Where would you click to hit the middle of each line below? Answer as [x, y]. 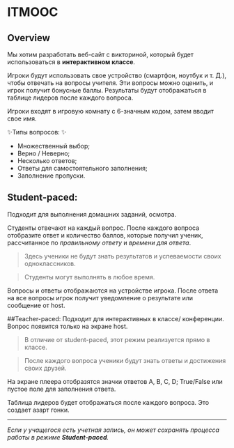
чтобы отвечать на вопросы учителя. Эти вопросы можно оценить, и [110, 83]
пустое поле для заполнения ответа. [62, 389]
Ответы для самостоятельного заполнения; [82, 168]
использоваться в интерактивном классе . [71, 62]
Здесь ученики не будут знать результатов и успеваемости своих [123, 256]
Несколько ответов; [47, 161]
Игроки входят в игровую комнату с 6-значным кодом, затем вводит [111, 111]
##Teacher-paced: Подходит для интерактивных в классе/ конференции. [116, 318]
